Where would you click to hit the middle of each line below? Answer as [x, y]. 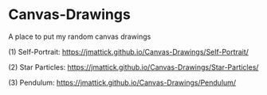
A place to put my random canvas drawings [80, 36]
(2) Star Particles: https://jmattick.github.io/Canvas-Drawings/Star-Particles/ [133, 67]
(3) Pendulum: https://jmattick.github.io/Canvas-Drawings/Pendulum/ [122, 82]
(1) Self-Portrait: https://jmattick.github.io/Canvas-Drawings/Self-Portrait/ [129, 51]
